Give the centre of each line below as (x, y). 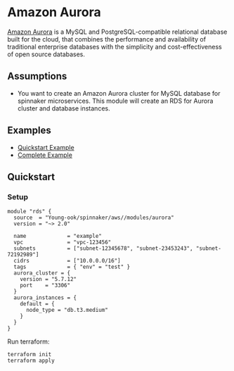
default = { (37, 304)
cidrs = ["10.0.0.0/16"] (67, 261)
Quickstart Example (46, 147)
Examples (29, 131)
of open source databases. (46, 54)
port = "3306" (45, 286)
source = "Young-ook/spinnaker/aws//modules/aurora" (94, 218)
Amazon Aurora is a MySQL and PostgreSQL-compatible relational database (117, 32)
